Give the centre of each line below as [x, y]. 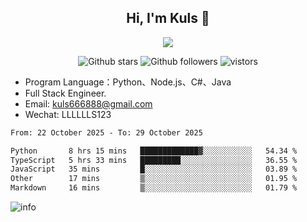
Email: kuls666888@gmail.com [88, 103]
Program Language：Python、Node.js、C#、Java [128, 82]
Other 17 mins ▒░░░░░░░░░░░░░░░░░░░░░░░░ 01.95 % [154, 179]
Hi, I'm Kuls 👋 [168, 18]
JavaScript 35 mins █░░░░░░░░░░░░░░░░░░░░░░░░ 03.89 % [154, 169]
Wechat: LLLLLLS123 [68, 114]
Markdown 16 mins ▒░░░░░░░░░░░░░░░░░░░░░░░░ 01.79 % [154, 188]
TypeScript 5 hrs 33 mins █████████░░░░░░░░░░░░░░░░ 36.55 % [154, 160]
